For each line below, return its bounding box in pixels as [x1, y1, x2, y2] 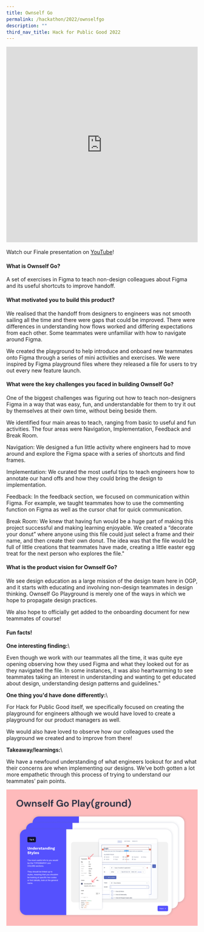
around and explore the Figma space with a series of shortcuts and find [6, 450, 185, 457]
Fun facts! [6, 629, 32, 636]
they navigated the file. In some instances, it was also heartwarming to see [6, 667, 193, 674]
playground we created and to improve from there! [6, 735, 132, 742]
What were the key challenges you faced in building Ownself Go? [6, 380, 174, 388]
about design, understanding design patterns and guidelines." [6, 680, 161, 687]
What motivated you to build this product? [6, 296, 115, 304]
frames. [6, 456, 26, 464]
